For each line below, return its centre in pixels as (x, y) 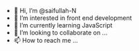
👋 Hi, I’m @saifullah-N (45, 11)
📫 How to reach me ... (46, 40)
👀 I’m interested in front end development (73, 18)
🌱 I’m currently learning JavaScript (63, 25)
